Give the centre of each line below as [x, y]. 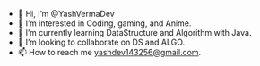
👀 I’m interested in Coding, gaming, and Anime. [104, 23]
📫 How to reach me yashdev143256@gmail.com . [109, 52]
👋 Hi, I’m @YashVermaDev [66, 14]
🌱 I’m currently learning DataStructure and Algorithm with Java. [134, 33]
